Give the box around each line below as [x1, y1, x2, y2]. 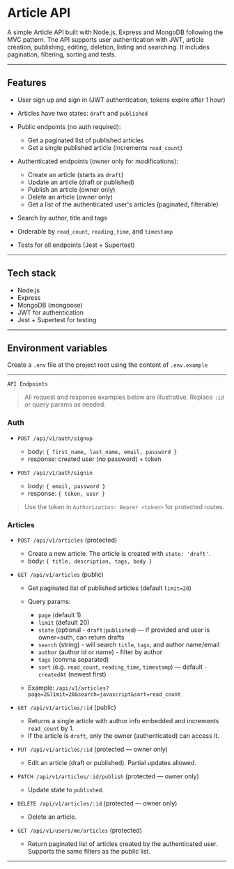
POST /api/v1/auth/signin [17, 469, 93, 476]
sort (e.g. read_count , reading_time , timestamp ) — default [38, 663, 203, 671]
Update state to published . [27, 785, 104, 794]
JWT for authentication [17, 308, 84, 317]
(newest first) [68, 670, 107, 678]
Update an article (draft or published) [27, 178, 134, 186]
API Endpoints [7, 381, 49, 388]
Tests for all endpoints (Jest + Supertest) [17, 241, 135, 249]
